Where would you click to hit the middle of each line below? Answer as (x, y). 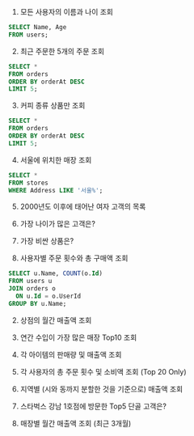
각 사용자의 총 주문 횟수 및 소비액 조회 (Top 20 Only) (103, 371)
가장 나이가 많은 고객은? (57, 224)
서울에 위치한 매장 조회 (56, 159)
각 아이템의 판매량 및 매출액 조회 (71, 354)
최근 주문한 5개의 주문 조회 (62, 51)
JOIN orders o (32, 289)
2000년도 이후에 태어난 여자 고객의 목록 (83, 207)
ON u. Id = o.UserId (48, 296)
